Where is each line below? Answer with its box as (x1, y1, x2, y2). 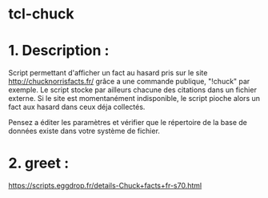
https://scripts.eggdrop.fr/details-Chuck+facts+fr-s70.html (8, 181, 202, 191)
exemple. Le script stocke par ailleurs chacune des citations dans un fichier (8, 85, 258, 95)
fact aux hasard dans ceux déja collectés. (8, 102, 146, 112)
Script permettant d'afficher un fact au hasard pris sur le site (8, 68, 208, 78)
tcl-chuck (8, 5, 74, 23)
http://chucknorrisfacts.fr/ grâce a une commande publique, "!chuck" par (8, 77, 250, 87)
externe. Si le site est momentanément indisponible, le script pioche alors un (8, 94, 261, 103)
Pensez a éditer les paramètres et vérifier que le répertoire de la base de (8, 118, 248, 127)
